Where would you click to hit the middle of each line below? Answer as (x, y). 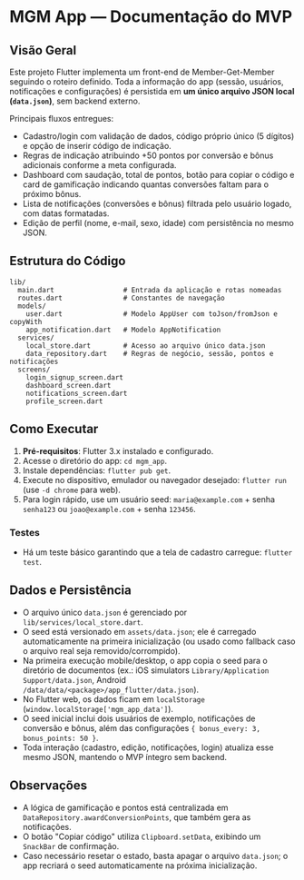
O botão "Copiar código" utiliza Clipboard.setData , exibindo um (142, 836)
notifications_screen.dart (77, 393)
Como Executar (54, 429)
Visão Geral (43, 50)
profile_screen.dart (64, 401)
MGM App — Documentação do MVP (151, 17)
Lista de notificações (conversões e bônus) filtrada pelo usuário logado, (157, 203)
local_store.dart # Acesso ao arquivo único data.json (146, 346)
